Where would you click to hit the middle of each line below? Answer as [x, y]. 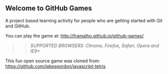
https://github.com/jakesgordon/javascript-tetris [56, 66]
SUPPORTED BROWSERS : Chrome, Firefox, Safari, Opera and [95, 46]
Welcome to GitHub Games [49, 8]
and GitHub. [18, 26]
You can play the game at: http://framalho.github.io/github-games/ [75, 35]
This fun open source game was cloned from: [53, 61]
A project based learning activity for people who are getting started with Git [84, 20]
